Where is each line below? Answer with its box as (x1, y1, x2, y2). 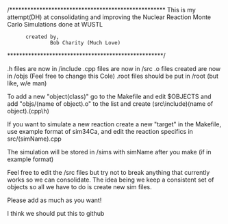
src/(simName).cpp (7, 135, 62, 143)
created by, (25, 33, 60, 40)
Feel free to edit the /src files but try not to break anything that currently (7, 169, 210, 176)
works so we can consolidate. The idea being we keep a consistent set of (7, 176, 214, 184)
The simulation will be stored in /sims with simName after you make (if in (7, 148, 212, 156)
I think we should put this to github (7, 210, 105, 217)
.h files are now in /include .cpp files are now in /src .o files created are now (7, 65, 221, 72)
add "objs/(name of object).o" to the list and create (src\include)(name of (7, 100, 214, 108)
